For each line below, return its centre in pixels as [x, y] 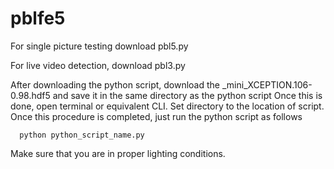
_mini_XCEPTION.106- [267, 84]
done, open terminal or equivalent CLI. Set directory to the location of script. [167, 106]
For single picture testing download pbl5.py [99, 46]
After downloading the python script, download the [115, 84]
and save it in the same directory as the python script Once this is [187, 95]
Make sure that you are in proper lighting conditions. [118, 153]
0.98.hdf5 [30, 95]
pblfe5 [38, 18]
